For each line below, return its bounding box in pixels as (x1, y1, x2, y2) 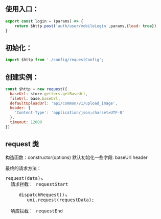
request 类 (5, 140, 39, 149)
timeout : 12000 (10, 120, 42, 125)
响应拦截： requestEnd (10, 208, 63, 214)
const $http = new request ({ (5, 86, 67, 92)
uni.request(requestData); (27, 197, 95, 203)
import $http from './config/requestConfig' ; (5, 58, 104, 63)
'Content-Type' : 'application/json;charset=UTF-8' (14, 110, 125, 116)
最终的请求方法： (5, 165, 41, 171)
